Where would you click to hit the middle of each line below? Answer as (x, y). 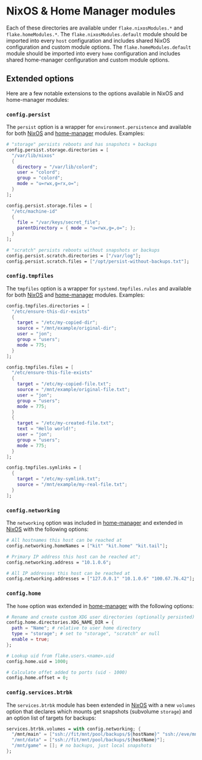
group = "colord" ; (40, 178)
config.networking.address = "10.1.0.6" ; (59, 562)
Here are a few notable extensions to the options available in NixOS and (95, 93)
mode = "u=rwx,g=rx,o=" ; (48, 184)
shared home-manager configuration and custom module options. (88, 60)
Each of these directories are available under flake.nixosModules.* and (95, 28)
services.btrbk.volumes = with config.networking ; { (74, 729)
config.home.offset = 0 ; (37, 678)
